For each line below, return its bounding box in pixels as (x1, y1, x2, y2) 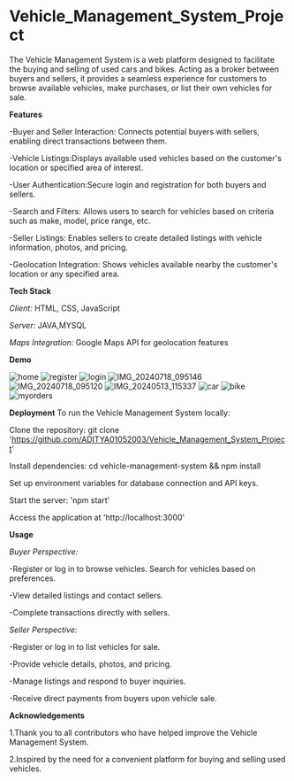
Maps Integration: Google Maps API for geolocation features (9, 336, 229, 347)
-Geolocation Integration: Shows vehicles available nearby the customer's (9, 259, 278, 269)
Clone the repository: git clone (9, 424, 120, 435)
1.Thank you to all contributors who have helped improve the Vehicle (9, 727, 258, 738)
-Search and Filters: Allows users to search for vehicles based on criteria (9, 205, 275, 216)
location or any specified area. (9, 268, 120, 279)
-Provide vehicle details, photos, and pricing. (9, 658, 172, 669)
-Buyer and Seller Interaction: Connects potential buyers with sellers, (9, 126, 260, 136)
